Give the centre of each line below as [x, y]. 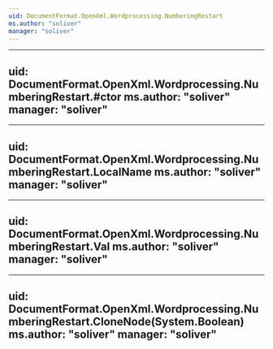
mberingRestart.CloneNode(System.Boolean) [126, 322]
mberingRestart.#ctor [65, 97]
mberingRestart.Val [59, 247]
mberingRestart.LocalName [80, 172]
